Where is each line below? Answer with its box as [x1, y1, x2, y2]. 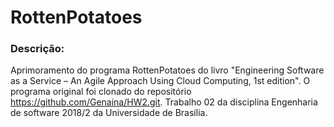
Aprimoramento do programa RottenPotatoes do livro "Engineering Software [10, 64, 325, 76]
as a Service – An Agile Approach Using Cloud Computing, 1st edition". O [10, 75, 311, 87]
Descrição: [10, 42, 65, 56]
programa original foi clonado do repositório [10, 86, 192, 98]
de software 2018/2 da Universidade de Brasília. [10, 107, 208, 119]
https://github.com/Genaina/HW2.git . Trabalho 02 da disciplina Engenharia [10, 96, 318, 108]
